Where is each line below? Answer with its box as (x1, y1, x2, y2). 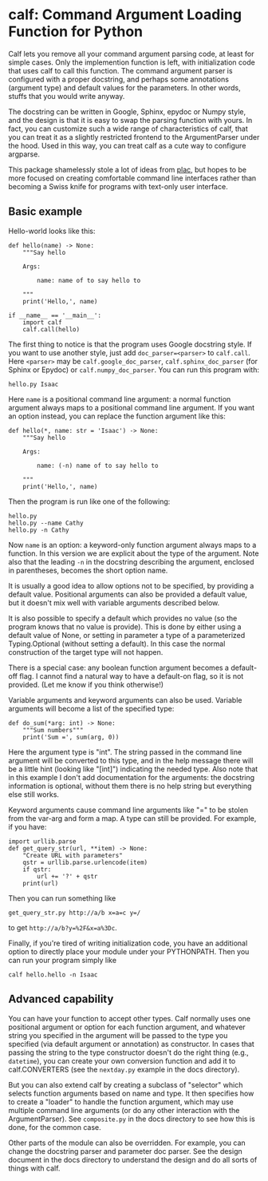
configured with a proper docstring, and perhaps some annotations (8, 74, 230, 84)
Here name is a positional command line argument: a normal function (8, 394, 231, 404)
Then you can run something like (8, 893, 116, 903)
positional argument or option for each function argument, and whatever (8, 1022, 246, 1032)
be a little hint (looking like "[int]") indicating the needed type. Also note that (8, 764, 258, 774)
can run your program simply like (8, 955, 117, 965)
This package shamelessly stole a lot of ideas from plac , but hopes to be (8, 164, 247, 174)
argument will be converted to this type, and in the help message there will (8, 755, 254, 765)
